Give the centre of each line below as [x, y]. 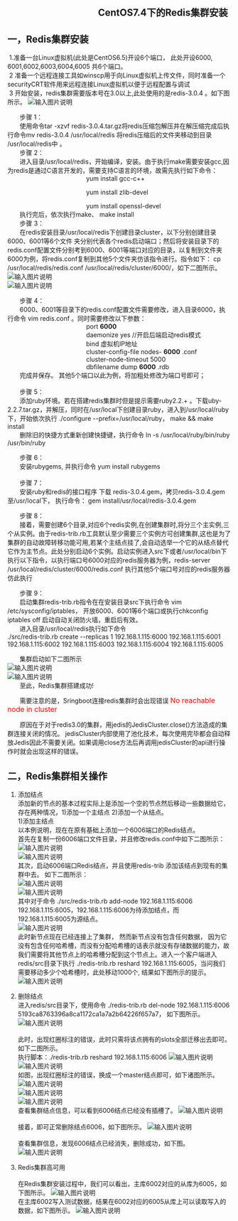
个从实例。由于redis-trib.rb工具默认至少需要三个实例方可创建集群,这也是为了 [119, 534]
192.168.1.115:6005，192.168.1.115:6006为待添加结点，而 [98, 910]
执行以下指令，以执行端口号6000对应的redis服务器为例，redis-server [109, 560]
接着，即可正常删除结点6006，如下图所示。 [81, 1127]
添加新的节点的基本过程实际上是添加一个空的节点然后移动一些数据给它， [123, 804]
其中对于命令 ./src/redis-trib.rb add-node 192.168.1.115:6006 [105, 901]
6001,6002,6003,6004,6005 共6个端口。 [67, 67]
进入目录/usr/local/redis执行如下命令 [73, 629]
